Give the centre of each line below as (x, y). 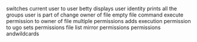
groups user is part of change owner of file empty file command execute (95, 15)
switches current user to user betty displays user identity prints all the (92, 9)
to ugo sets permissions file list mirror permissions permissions (84, 27)
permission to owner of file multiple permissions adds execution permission (99, 21)
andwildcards (23, 34)
